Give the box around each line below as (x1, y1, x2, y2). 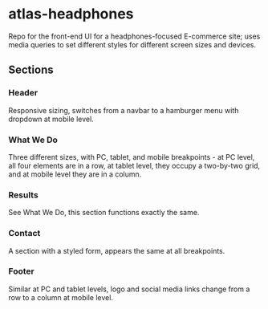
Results (8, 189, 39, 201)
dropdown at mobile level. (8, 114, 94, 124)
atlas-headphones (8, 5, 134, 23)
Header (8, 87, 39, 99)
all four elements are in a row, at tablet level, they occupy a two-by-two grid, (8, 161, 261, 170)
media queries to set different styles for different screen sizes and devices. (8, 39, 257, 49)
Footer (8, 266, 35, 277)
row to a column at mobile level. (8, 292, 114, 302)
